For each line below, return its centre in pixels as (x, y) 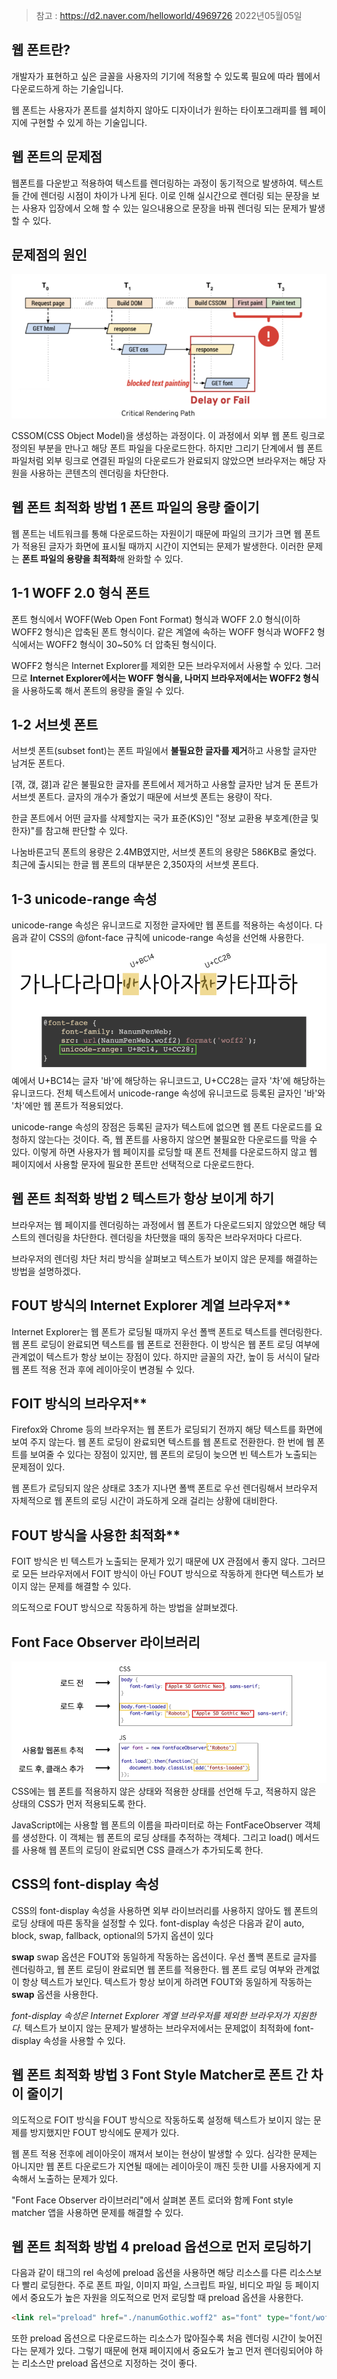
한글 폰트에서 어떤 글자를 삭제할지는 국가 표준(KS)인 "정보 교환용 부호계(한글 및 (165, 818)
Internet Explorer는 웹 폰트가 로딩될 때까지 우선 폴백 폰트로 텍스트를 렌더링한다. (167, 1331)
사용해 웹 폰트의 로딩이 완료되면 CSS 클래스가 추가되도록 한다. (142, 1850)
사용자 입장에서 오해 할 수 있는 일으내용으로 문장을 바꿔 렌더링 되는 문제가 (164, 208)
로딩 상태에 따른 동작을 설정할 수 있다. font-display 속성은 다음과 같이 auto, (158, 1923)
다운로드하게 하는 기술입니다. (67, 88)
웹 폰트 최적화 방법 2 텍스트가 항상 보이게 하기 (143, 1199)
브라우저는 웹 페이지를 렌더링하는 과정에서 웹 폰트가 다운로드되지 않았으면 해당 (163, 1225)
